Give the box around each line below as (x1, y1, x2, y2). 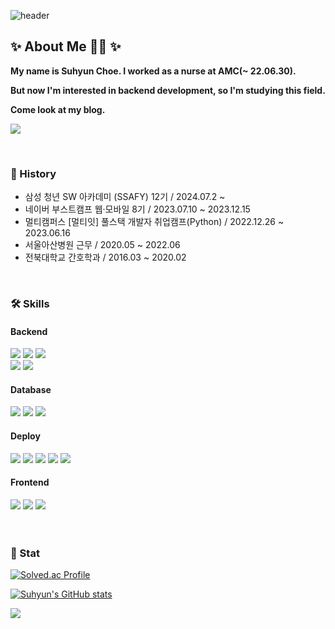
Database (10, 383, 52, 395)
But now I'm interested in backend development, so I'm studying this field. (10, 84, 326, 96)
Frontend (10, 476, 50, 489)
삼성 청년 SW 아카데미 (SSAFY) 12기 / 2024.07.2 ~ (24, 191, 226, 203)
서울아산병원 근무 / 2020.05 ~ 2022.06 (24, 239, 181, 251)
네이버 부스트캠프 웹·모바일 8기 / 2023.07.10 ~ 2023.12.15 (24, 203, 251, 215)
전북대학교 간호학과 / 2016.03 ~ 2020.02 (24, 251, 187, 264)
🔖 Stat (10, 546, 40, 560)
